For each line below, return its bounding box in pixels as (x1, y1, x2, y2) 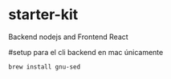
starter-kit (8, 6, 79, 24)
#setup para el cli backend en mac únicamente (8, 47, 164, 57)
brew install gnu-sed (8, 62, 81, 71)
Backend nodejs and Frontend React (8, 32, 128, 41)
